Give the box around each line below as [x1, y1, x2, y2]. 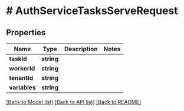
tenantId [9, 74, 34, 82]
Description [64, 45, 98, 53]
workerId [9, 65, 35, 72]
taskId [9, 55, 28, 63]
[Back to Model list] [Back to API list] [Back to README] [6, 99, 142, 105]
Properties [6, 28, 46, 38]
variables [9, 83, 36, 92]
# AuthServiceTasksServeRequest [6, 4, 178, 18]
